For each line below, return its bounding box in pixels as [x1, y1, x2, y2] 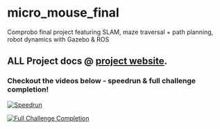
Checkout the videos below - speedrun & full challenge [7, 76, 196, 86]
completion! [7, 85, 49, 94]
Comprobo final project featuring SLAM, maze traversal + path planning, [7, 28, 214, 36]
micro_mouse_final [7, 5, 119, 21]
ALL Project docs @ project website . [7, 55, 168, 67]
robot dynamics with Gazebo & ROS [7, 35, 110, 43]
